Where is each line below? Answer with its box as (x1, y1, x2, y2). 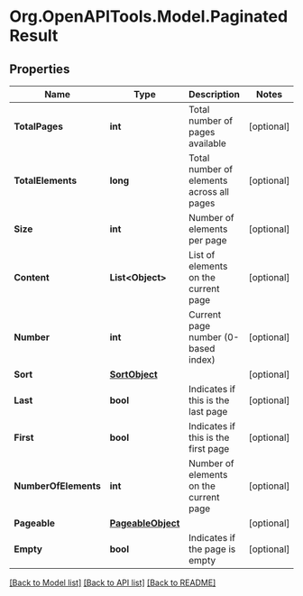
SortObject (109, 368, 158, 381)
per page (188, 234, 227, 246)
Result (9, 25, 59, 46)
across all (188, 186, 230, 197)
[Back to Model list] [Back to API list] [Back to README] (9, 577, 216, 588)
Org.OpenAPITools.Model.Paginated (9, 6, 289, 27)
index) (188, 353, 216, 366)
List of (188, 249, 216, 261)
